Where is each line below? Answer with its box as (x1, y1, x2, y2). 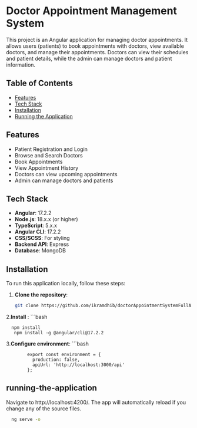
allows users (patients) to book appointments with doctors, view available (6, 42, 184, 50)
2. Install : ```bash (6, 314, 48, 321)
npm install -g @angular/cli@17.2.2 (14, 330, 104, 336)
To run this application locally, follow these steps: (6, 280, 125, 287)
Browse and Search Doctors (14, 152, 84, 159)
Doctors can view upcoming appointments (14, 170, 118, 177)
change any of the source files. (6, 405, 82, 412)
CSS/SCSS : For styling (14, 235, 70, 242)
